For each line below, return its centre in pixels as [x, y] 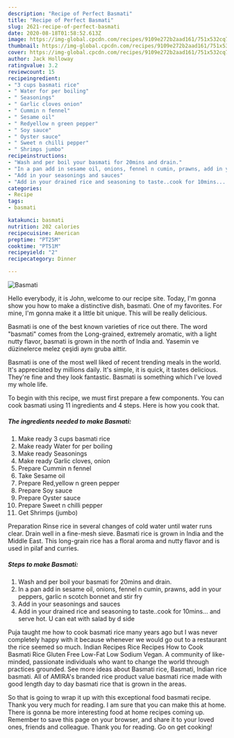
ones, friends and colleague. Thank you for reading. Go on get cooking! [110, 727]
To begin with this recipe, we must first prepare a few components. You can [116, 398]
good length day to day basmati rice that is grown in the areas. [97, 684]
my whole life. [28, 384]
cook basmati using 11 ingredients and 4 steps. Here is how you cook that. [114, 405]
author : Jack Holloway [41, 59]
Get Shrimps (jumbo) [48, 513]
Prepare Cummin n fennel [55, 468]
